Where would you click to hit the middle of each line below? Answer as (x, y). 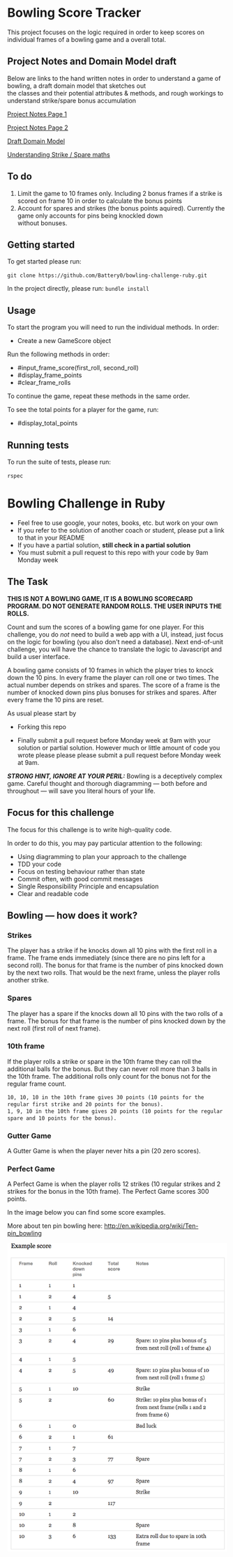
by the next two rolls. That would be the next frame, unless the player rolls (114, 973)
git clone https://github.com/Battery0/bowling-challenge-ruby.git (107, 276)
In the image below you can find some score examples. (87, 1213)
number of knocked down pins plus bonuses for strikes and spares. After (112, 692)
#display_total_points (47, 423)
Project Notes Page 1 (37, 114)
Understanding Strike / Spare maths (59, 154)
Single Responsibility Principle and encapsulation (88, 886)
